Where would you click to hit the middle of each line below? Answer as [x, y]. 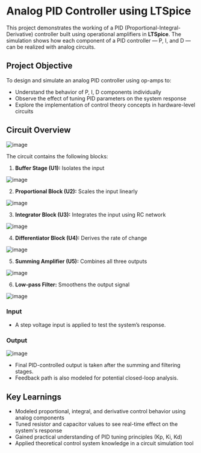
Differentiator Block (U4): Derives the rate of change [81, 238]
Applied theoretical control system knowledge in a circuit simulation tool [104, 443]
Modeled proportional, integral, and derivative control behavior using [100, 411]
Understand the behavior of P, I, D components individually [88, 92]
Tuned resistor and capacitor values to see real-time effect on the [96, 424]
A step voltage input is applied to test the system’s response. [90, 325]
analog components [40, 418]
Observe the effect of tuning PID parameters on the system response [100, 98]
